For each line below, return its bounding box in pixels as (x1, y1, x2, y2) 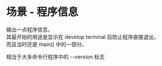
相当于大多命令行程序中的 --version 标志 (6, 53, 105, 60)
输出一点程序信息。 (6, 26, 53, 33)
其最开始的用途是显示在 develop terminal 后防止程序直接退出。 (6, 33, 159, 40)
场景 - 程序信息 (6, 5, 79, 19)
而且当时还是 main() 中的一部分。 (6, 41, 87, 48)
